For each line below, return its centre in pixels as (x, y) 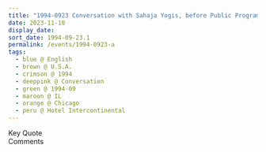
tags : (17, 52)
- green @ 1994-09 (46, 89)
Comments (26, 141)
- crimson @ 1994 (44, 74)
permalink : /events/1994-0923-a (61, 45)
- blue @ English (44, 60)
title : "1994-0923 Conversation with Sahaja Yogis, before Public (120, 15)
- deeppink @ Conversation (60, 81)
